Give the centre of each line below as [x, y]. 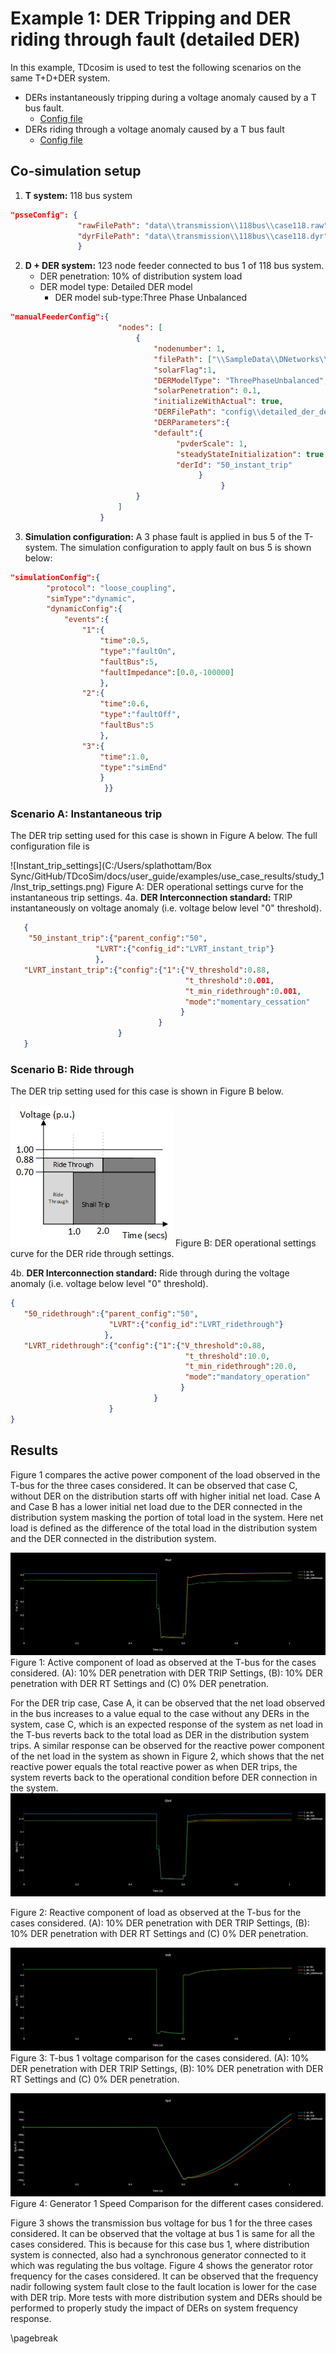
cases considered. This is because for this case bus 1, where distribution [160, 2244]
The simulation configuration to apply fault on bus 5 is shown [185, 547]
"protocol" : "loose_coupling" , [111, 588]
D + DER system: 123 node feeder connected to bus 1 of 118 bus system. [174, 266]
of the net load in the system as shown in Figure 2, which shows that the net [167, 1756]
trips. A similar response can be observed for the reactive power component [167, 1746]
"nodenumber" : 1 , [189, 348]
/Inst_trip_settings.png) [57, 887]
